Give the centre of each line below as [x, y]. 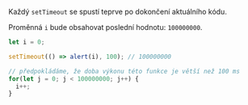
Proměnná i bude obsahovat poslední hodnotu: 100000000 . [105, 27]
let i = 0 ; [27, 42]
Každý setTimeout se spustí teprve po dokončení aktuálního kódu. [118, 12]
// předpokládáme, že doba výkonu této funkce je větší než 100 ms [124, 71]
